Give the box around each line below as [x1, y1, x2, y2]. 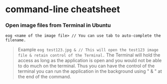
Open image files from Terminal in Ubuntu [5, 22, 111, 29]
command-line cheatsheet [5, 4, 120, 15]
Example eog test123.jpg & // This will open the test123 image [17, 47, 159, 53]
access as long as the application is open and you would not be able [17, 58, 162, 64]
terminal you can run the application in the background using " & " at [17, 68, 162, 74]
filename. [5, 38, 27, 43]
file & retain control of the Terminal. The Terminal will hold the [17, 52, 161, 58]
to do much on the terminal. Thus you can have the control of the [17, 63, 155, 69]
